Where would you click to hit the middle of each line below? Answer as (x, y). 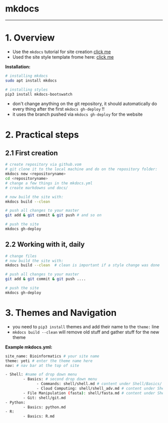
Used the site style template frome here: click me (63, 57)
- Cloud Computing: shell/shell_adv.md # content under (96, 388)
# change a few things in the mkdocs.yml (49, 183)
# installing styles (27, 90)
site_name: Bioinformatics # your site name (52, 356)
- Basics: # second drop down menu (60, 379)
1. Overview (30, 38)
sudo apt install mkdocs (31, 81)
